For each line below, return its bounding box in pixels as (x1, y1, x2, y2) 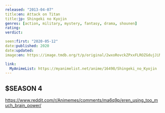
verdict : (5, 30, 23, 35)
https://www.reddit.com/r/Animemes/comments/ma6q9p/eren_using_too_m (5, 97, 158, 103)
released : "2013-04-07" (5, 7, 54, 12)
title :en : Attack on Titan (5, 12, 60, 17)
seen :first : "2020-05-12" (5, 39, 58, 44)
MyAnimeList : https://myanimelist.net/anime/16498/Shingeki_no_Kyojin (9, 66, 157, 71)
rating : (5, 26, 21, 30)
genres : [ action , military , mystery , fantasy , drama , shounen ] (5, 21, 137, 26)
